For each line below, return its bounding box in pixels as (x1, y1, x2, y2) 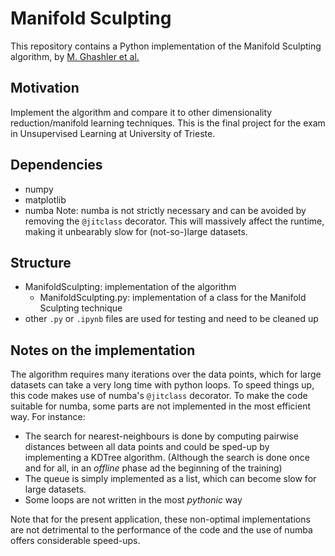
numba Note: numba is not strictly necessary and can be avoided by (24, 204, 307, 216)
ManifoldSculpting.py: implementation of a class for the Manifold (39, 292, 307, 304)
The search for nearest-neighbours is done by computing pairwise (24, 430, 299, 442)
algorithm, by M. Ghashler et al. (10, 50, 140, 62)
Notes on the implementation (10, 342, 196, 359)
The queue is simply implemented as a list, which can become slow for (24, 473, 317, 485)
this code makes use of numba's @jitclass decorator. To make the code (10, 390, 308, 402)
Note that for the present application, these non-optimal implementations (10, 513, 311, 526)
